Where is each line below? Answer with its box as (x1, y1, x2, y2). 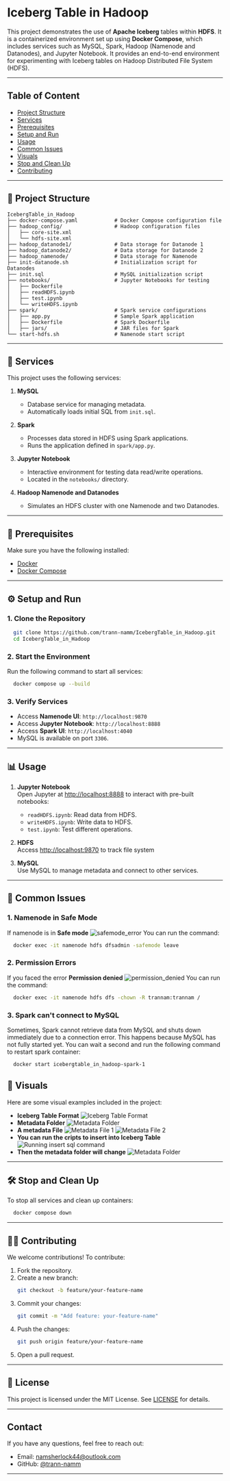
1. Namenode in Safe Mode (7, 913, 98, 922)
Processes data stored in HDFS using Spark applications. (27, 434, 188, 442)
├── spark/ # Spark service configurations (7, 307, 207, 314)
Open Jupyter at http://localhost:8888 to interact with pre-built (16, 789, 194, 798)
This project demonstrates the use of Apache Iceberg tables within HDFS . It (7, 27, 222, 36)
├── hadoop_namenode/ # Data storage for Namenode (7, 253, 197, 260)
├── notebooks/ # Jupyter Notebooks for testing (7, 277, 210, 283)
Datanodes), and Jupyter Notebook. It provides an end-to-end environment (7, 49, 220, 58)
